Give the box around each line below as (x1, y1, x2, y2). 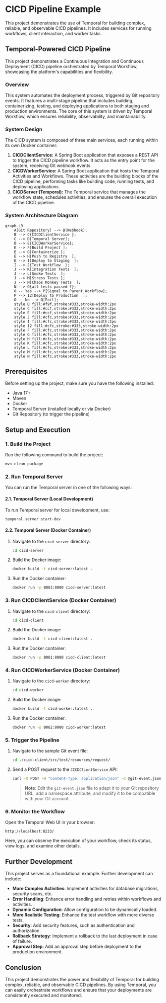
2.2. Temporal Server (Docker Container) (5, 527, 91, 533)
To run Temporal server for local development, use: (5, 507, 110, 513)
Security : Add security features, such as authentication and (12, 922, 135, 928)
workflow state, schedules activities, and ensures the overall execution (12, 194, 157, 200)
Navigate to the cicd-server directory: (12, 538, 91, 544)
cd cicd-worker (12, 687, 44, 693)
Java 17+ (12, 390, 31, 396)
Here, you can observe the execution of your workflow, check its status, (5, 837, 152, 843)
